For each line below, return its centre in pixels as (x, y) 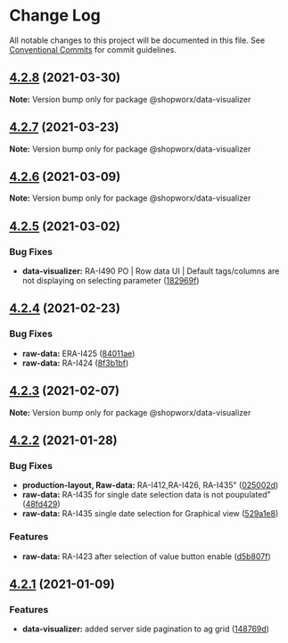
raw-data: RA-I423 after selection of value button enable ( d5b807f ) (147, 556)
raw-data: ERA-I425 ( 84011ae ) (78, 353)
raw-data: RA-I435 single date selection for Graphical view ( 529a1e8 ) (150, 514)
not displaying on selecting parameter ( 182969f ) (111, 281)
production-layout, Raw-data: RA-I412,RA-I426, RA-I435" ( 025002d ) (150, 485)
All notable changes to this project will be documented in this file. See (137, 40)
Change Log (55, 16)
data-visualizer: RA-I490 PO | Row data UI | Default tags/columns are (151, 271)
